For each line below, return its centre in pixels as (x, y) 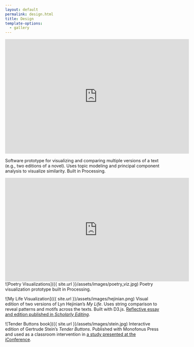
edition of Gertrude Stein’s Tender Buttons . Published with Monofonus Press (82, 329)
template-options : (24, 23)
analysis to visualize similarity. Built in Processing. (56, 171)
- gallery (19, 28)
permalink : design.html (29, 14)
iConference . (18, 340)
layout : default (22, 10)
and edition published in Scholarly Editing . (48, 315)
